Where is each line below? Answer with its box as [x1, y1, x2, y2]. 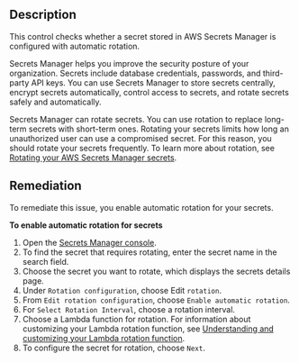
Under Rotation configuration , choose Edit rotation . [22, 285, 222, 295]
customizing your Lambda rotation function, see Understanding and [22, 323, 275, 334]
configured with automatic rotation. [9, 41, 140, 51]
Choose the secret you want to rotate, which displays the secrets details [22, 266, 291, 276]
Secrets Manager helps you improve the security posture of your [9, 58, 249, 68]
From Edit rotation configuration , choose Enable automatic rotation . [22, 294, 291, 305]
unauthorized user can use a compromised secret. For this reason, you [9, 132, 272, 143]
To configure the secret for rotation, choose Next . [22, 342, 205, 353]
